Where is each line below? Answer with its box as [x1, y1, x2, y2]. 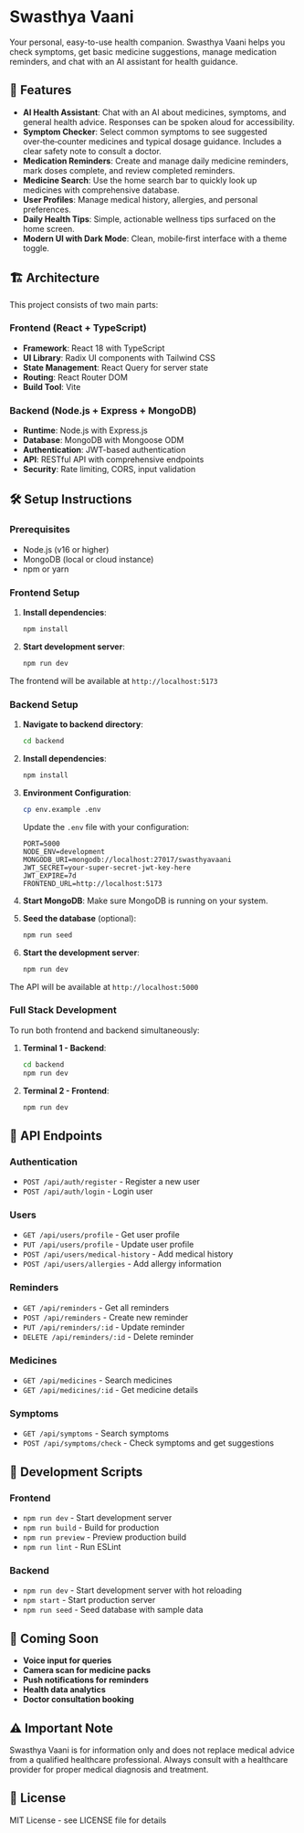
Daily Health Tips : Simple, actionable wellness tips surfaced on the [22, 213, 277, 225]
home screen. [22, 223, 75, 234]
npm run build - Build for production [22, 1522, 160, 1533]
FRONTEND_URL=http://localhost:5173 [22, 879, 162, 888]
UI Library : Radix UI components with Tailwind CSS [22, 352, 216, 363]
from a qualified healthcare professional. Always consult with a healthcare [9, 1754, 288, 1765]
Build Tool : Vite [22, 381, 81, 392]
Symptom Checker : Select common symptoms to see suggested [22, 126, 267, 137]
